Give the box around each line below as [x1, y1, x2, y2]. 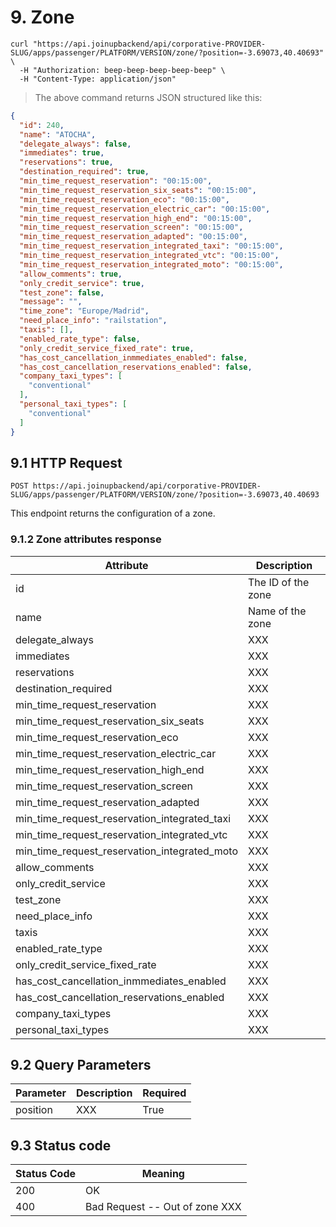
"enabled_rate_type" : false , [19, 334, 141, 344]
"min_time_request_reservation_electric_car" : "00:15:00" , [19, 204, 271, 214]
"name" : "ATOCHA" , [19, 129, 97, 140]
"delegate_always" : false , [19, 139, 132, 149]
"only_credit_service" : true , [19, 278, 145, 288]
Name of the [248, 604, 307, 618]
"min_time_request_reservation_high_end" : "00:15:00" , [19, 213, 253, 223]
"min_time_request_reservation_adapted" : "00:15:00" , [19, 232, 248, 242]
